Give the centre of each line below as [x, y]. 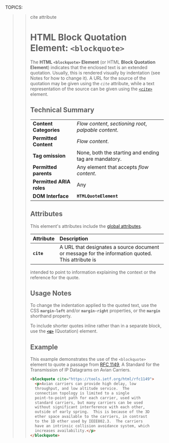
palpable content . [98, 130]
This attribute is [78, 260]
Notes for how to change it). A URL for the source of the [88, 78]
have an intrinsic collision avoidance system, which [92, 426]
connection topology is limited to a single [82, 393]
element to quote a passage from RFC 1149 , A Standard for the [95, 364]
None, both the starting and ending [118, 152]
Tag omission [49, 156]
